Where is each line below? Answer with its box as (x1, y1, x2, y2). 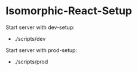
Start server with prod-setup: (5, 46, 78, 54)
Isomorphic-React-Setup (5, 4, 133, 18)
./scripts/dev (14, 35, 46, 42)
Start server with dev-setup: (5, 24, 75, 31)
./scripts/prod (14, 58, 48, 65)
